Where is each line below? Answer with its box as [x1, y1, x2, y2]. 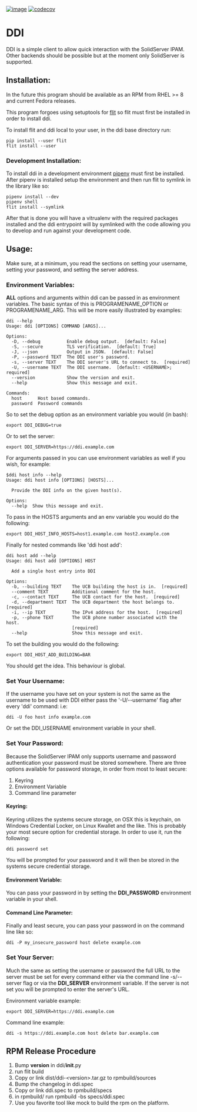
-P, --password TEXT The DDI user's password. [11, 354, 131, 360]
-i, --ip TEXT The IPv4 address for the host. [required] [11, 610, 183, 616]
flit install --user [6, 143, 57, 149]
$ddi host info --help [6, 472, 62, 478]
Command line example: [6, 1019, 65, 1026]
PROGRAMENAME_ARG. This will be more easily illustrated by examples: [6, 307, 182, 314]
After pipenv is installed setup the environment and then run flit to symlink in [6, 176, 191, 183]
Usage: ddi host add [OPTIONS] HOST [6, 558, 96, 564]
